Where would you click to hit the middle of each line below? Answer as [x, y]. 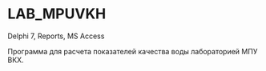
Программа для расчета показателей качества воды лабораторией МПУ [133, 51]
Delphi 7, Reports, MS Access [56, 36]
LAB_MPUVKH [57, 14]
